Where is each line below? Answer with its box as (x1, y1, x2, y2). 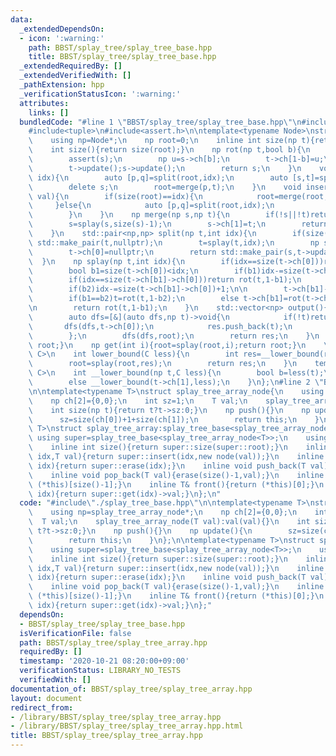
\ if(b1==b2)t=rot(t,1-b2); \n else (28, 294, 240, 304)
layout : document (10, 693, 83, 703)
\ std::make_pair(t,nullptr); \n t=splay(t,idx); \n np (28, 237, 320, 248)
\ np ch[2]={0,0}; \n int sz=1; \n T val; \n (28, 396, 248, 406)
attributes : (19, 98, 70, 108)
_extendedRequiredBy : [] (19, 61, 123, 71)
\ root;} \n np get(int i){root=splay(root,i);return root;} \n (28, 340, 307, 350)
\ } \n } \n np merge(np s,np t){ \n (28, 210, 230, 220)
